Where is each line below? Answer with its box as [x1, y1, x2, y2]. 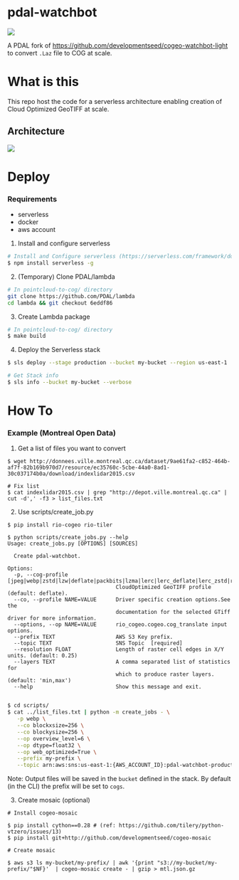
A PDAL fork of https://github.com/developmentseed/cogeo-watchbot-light [7, 41, 228, 50]
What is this [7, 74, 80, 90]
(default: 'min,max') [7, 677, 72, 684]
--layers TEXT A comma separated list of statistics [14, 659, 231, 666]
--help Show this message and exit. [14, 684, 202, 691]
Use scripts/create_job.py [17, 508, 94, 516]
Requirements [7, 194, 58, 203]
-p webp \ [16, 716, 46, 723]
